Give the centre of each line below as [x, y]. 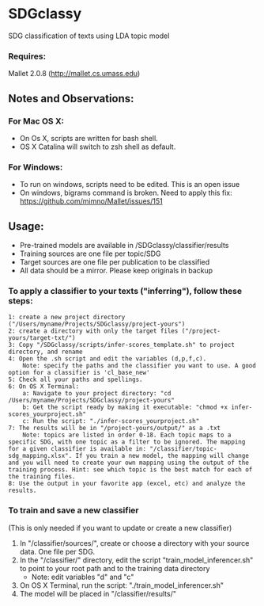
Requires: [27, 56]
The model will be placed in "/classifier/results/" [98, 593]
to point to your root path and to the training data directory [115, 568]
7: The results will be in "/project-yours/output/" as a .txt [115, 429]
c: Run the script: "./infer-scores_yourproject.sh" [111, 421]
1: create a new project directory [67, 318]
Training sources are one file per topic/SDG [90, 253]
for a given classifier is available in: [77, 449]
